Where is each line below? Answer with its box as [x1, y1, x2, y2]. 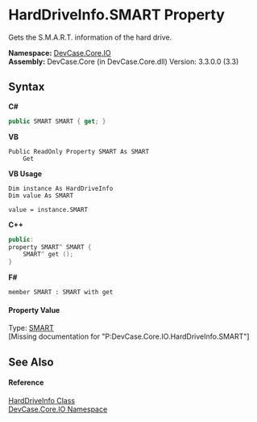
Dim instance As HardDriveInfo [8, 184, 114, 192]
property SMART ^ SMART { [8, 243, 92, 251]
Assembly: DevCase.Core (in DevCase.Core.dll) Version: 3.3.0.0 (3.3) [8, 57, 239, 66]
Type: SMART [8, 323, 55, 333]
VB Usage [8, 168, 43, 179]
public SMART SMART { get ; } [8, 117, 106, 125]
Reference [8, 378, 44, 387]
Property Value [8, 305, 60, 314]
